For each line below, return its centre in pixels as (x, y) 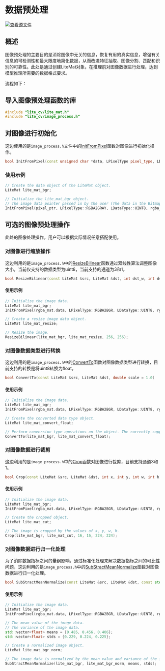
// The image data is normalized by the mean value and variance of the (81, 659)
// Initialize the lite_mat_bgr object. (47, 199)
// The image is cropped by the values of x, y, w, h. (62, 531)
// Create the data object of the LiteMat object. (58, 186)
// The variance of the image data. (42, 627)
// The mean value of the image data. (45, 623)
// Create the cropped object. (37, 517)
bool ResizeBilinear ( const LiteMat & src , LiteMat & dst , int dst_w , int (80, 279)
